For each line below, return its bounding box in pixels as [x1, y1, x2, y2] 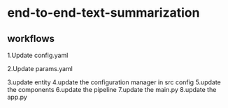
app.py [7, 93, 28, 101]
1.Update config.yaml [7, 51, 69, 59]
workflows [7, 33, 55, 45]
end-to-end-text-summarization [7, 5, 200, 21]
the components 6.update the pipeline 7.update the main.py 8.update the [7, 86, 217, 93]
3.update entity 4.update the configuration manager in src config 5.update [7, 78, 222, 86]
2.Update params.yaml [7, 65, 73, 72]
